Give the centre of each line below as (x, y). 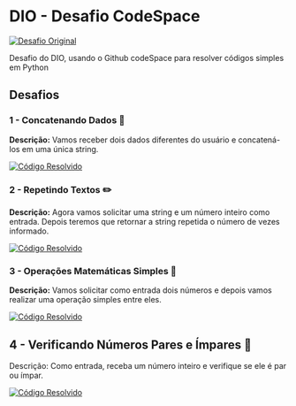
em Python (29, 67)
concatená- (259, 140)
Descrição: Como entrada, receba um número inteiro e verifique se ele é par (148, 366)
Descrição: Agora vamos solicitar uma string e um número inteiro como (140, 212)
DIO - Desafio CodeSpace (105, 16)
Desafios (34, 95)
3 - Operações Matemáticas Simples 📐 (93, 271)
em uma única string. (60, 149)
